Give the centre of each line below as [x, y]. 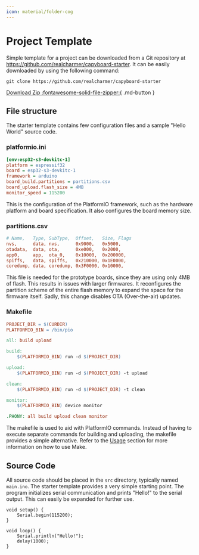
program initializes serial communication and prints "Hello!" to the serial [94, 492]
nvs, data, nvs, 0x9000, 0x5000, [63, 244]
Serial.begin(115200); [45, 515]
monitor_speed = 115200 [36, 193]
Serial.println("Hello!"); [50, 536]
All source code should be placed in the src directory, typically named [92, 480]
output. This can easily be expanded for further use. [70, 499]
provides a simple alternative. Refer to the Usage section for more [87, 441]
